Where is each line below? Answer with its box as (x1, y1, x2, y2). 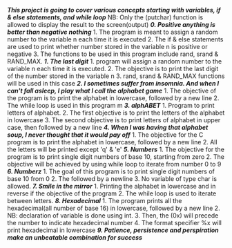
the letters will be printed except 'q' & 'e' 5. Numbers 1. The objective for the (7, 145, 224, 153)
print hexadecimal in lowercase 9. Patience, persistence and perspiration (7, 226, 219, 234)
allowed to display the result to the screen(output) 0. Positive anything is (7, 21, 216, 28)
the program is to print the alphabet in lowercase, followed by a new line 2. (7, 94, 220, 102)
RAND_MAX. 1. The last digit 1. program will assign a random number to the (7, 57, 222, 65)
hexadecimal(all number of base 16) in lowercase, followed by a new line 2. (7, 204, 220, 212)
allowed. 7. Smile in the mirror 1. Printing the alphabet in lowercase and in (7, 182, 216, 190)
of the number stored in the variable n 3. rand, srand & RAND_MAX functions (7, 72, 225, 80)
